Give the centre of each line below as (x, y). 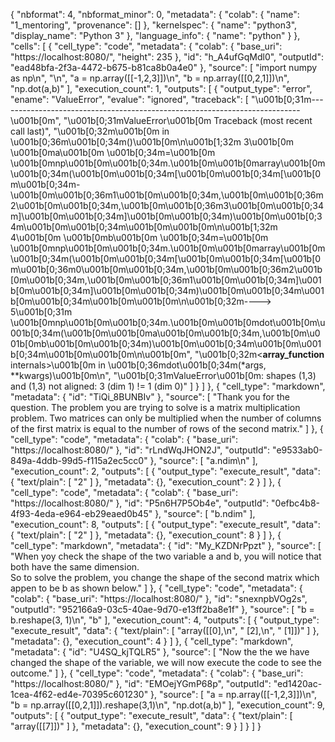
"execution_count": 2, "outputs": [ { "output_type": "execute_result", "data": (165, 471)
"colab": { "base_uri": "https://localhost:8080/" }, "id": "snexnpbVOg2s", (159, 598)
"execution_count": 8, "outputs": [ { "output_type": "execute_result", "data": (165, 524)
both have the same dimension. (75, 567)
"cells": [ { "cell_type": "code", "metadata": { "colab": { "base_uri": (146, 46)
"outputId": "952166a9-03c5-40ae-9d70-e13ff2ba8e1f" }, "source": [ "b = (162, 609)
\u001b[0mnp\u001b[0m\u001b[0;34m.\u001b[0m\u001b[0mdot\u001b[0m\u (168, 322)
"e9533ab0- (297, 450)
